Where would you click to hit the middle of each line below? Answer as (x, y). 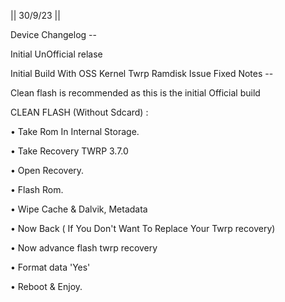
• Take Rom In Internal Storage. (75, 131)
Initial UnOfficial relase (56, 54)
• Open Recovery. (47, 170)
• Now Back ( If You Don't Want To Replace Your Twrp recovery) (143, 228)
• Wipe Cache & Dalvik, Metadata (79, 209)
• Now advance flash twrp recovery (84, 248)
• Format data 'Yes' (50, 267)
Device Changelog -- (53, 34)
